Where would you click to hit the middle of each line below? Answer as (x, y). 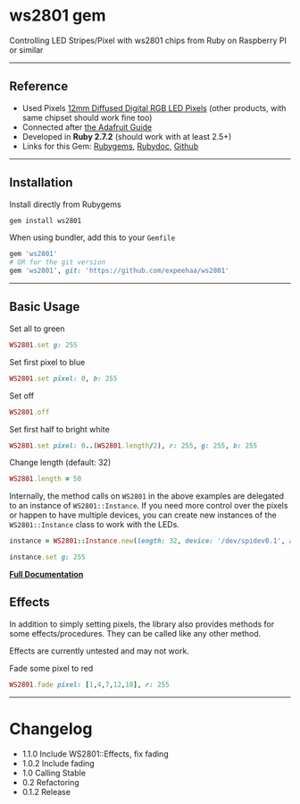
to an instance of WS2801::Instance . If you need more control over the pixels (149, 506)
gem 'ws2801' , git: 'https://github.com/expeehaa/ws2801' (119, 271)
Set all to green (37, 329)
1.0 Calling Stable (54, 773)
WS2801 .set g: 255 (43, 345)
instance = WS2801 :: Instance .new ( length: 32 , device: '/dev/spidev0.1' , (147, 541)
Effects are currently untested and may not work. (99, 651)
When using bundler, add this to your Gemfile (92, 237)
